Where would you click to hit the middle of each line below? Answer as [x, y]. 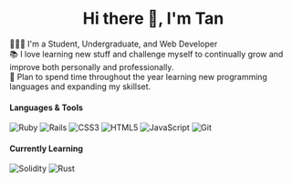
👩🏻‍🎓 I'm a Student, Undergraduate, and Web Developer [114, 44]
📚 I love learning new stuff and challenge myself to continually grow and [146, 54]
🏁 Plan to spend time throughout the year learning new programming [138, 76]
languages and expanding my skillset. [80, 86]
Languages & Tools [47, 107]
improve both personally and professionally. [92, 66]
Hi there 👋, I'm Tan [153, 19]
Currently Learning [47, 148]
